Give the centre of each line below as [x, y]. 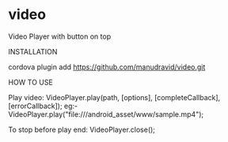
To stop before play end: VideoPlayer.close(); [82, 129]
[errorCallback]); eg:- [43, 106]
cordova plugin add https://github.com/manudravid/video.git [107, 67]
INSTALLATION [33, 51]
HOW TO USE [30, 82]
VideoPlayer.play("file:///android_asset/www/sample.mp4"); [106, 114]
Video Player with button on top [60, 36]
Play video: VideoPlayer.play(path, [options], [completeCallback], [114, 97]
